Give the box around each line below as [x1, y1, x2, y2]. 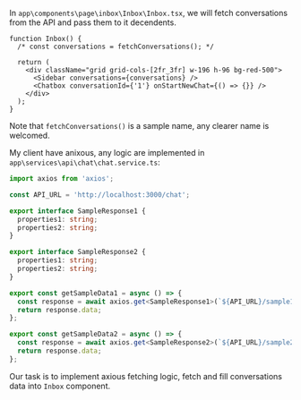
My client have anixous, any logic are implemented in [9, 148, 205, 157]
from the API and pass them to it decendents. [9, 17, 176, 28]
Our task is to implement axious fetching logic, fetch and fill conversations [9, 370, 282, 381]
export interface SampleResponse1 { [9, 206, 146, 216]
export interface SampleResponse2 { [9, 248, 146, 257]
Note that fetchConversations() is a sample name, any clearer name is [9, 121, 270, 131]
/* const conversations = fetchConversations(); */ [17, 42, 215, 51]
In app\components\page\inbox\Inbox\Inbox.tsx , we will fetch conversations [9, 8, 288, 18]
